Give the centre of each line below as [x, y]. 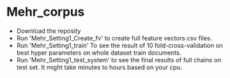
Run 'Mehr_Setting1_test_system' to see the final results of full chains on [119, 60]
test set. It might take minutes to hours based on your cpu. [99, 67]
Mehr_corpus [45, 12]
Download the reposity [49, 31]
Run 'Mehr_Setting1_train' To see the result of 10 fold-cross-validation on [119, 45]
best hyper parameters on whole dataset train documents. [99, 53]
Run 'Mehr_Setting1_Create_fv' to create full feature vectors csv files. [114, 38]
